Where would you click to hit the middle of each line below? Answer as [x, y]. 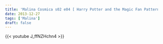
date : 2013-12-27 [23, 14]
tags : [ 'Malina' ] [23, 18]
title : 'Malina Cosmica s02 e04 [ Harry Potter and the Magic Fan [73, 9]
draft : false [18, 23]
